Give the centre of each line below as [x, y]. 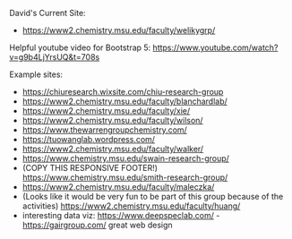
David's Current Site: [48, 13]
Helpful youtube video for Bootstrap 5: [80, 47]
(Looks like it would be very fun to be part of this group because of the [153, 196]
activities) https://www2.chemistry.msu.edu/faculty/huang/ [131, 206]
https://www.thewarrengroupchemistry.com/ [105, 130]
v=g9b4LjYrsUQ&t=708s [55, 57]
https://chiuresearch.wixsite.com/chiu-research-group [123, 92]
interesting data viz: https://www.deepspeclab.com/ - [121, 215]
